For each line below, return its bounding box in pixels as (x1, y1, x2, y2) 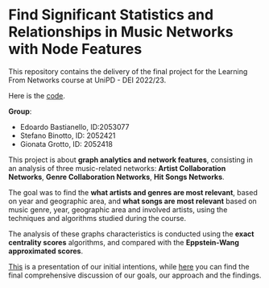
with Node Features (8, 40, 143, 58)
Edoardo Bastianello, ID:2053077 (19, 122, 130, 131)
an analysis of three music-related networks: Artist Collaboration (8, 163, 226, 173)
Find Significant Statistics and (8, 6, 214, 24)
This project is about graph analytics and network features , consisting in (8, 155, 254, 165)
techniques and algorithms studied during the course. (8, 213, 187, 223)
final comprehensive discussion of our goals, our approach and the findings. (8, 270, 262, 280)
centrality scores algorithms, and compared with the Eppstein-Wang (8, 237, 240, 247)
